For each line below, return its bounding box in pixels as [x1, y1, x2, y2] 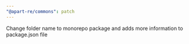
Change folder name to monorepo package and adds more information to [6, 25, 183, 32]
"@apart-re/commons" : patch [6, 8, 75, 15]
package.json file [6, 31, 48, 38]
